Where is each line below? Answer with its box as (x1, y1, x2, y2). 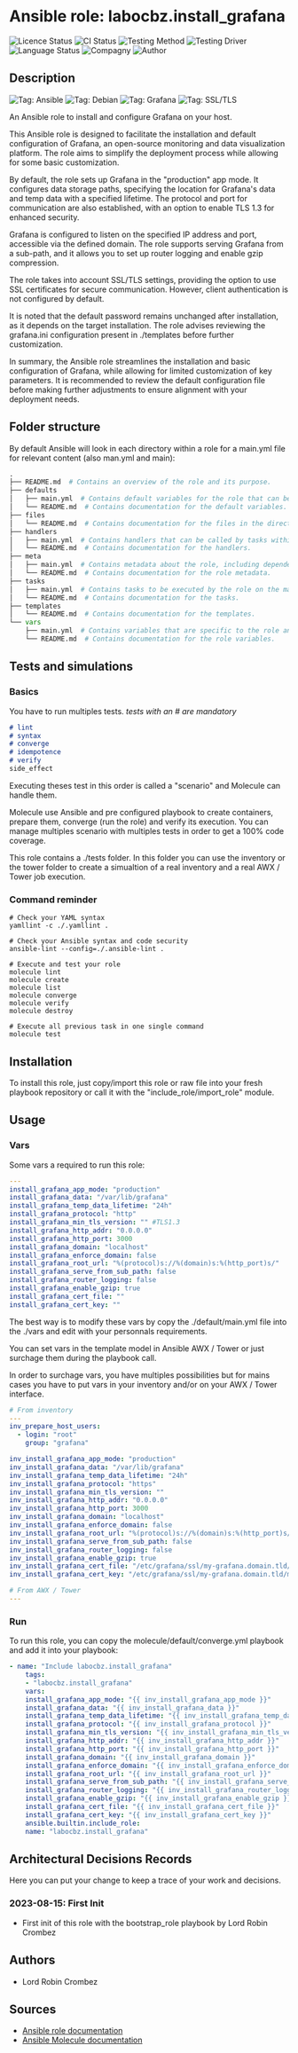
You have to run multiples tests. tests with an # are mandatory (9, 705, 237, 716)
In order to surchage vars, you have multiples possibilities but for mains (9, 1369, 271, 1380)
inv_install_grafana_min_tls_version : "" (9, 1488, 165, 1497)
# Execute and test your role (9, 960, 122, 969)
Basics (9, 686, 39, 698)
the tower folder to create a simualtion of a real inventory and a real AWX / (9, 861, 280, 872)
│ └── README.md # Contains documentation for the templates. (9, 610, 255, 618)
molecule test (9, 1030, 62, 1039)
